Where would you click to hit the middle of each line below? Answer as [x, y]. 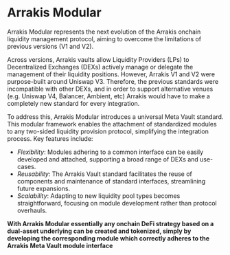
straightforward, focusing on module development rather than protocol [117, 203]
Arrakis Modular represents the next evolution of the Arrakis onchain [104, 32]
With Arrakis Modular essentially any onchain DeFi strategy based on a [111, 223]
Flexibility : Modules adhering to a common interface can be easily [110, 152]
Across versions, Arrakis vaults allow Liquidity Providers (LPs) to [98, 59]
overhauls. [32, 210]
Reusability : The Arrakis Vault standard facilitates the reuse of [104, 174]
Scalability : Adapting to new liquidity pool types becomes [99, 196]
